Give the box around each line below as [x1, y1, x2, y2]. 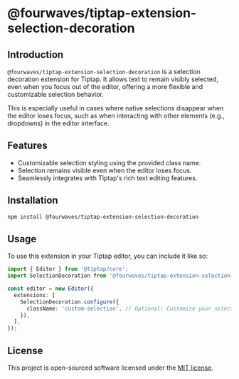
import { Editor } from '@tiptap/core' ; [7, 266, 129, 273]
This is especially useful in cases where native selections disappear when [7, 104, 224, 112]
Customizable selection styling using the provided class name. [17, 158, 201, 167]
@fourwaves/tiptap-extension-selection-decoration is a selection [7, 68, 201, 76]
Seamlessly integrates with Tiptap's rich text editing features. [17, 173, 198, 182]
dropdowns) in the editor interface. [7, 119, 110, 128]
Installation [7, 194, 58, 207]
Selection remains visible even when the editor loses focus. [17, 166, 192, 175]
